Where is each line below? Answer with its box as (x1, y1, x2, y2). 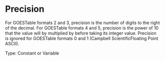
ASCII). (5, 40, 20, 46)
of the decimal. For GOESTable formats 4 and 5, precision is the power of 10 (5, 25, 159, 30)
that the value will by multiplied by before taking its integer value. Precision (5, 30, 157, 36)
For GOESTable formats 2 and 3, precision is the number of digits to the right (5, 20, 160, 26)
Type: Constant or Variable (5, 50, 59, 56)
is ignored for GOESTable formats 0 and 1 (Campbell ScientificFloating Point (5, 35, 159, 41)
